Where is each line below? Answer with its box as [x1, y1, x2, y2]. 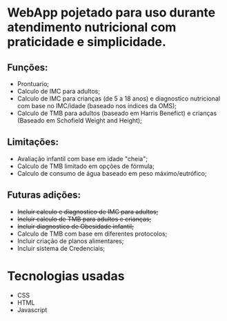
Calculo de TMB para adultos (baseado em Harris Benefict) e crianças [17, 109, 217, 117]
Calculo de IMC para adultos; [17, 87, 100, 95]
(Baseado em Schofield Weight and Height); [17, 116, 143, 125]
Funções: [7, 61, 48, 73]
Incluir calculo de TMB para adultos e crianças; [17, 215, 152, 223]
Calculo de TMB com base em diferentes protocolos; [17, 229, 168, 238]
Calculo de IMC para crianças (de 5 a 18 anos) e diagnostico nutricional [17, 94, 221, 103]
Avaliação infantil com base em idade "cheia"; [17, 154, 148, 163]
